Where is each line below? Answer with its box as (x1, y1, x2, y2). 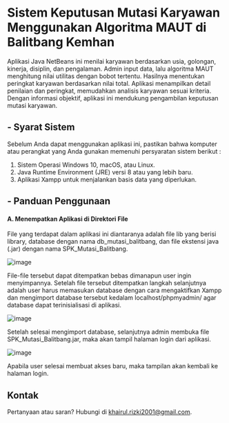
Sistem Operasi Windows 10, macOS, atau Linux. (17, 161, 155, 169)
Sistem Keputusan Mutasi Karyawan (7, 5, 221, 21)
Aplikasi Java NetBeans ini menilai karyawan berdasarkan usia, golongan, (7, 57, 216, 65)
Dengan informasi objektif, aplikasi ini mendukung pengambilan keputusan (7, 93, 219, 102)
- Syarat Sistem (7, 121, 75, 133)
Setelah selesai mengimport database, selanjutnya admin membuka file (7, 327, 210, 336)
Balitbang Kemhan (7, 35, 115, 50)
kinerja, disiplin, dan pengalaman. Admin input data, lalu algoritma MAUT (7, 64, 214, 73)
